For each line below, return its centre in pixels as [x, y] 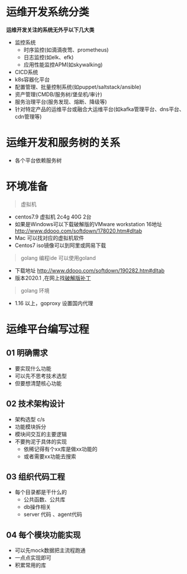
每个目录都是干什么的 [41, 492]
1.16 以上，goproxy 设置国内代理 [54, 303]
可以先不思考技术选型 [41, 376]
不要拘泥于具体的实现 [41, 441]
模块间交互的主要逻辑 [41, 434]
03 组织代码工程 [36, 477]
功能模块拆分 [30, 426]
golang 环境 [35, 290]
